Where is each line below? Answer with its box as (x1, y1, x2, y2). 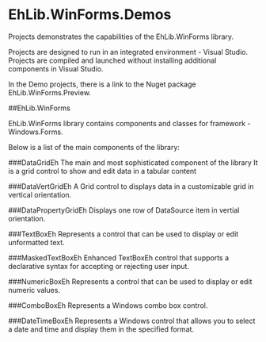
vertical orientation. (8, 190, 72, 199)
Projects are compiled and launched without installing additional (8, 56, 217, 65)
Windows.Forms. (8, 127, 63, 136)
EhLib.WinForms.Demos (8, 6, 172, 24)
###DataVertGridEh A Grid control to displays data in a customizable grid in (8, 181, 254, 191)
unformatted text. (8, 237, 65, 247)
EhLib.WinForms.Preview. (8, 87, 91, 97)
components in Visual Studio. (8, 63, 104, 73)
